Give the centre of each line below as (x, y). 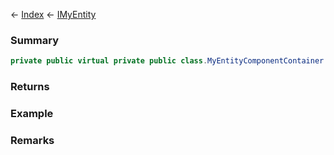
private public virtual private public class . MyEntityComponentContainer (167, 61)
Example (32, 114)
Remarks (32, 140)
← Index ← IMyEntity (53, 14)
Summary (35, 40)
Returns (30, 87)
